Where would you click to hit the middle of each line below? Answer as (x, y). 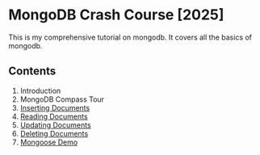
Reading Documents (54, 116)
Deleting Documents (54, 133)
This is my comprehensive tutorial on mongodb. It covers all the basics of (130, 37)
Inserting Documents (55, 107)
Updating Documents (55, 125)
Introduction (40, 90)
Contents (32, 71)
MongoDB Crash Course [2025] (116, 15)
